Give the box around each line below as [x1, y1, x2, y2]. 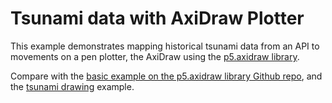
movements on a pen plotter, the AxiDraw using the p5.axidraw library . [10, 50, 300, 62]
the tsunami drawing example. [10, 80, 135, 92]
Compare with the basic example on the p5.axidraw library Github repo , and [10, 70, 323, 82]
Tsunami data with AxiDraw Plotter [10, 7, 305, 30]
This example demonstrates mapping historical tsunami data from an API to [10, 40, 320, 52]
